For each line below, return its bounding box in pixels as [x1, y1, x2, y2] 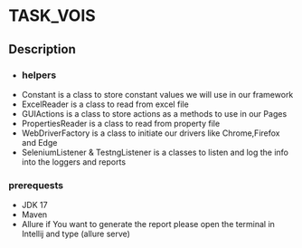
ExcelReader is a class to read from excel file [21, 99, 189, 110]
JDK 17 [21, 200, 48, 211]
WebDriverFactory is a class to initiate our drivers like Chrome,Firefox [21, 128, 280, 138]
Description [8, 42, 76, 57]
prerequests [8, 178, 64, 191]
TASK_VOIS [8, 5, 96, 26]
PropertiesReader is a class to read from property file [21, 118, 221, 129]
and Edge [21, 137, 58, 148]
